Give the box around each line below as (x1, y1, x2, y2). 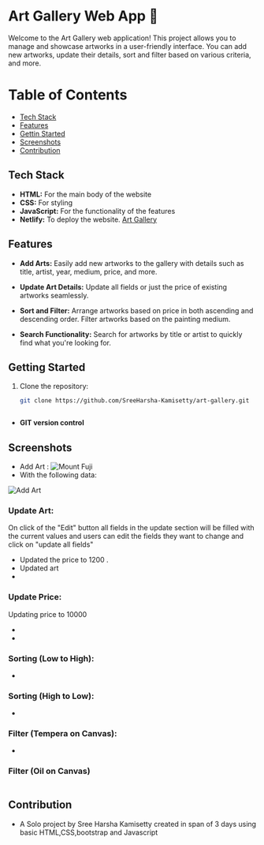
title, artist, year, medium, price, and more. (19, 267, 158, 276)
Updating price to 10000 (8, 609, 87, 619)
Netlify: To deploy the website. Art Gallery (19, 215, 158, 224)
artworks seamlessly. (19, 290, 89, 300)
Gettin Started (19, 129, 65, 138)
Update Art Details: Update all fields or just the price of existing (19, 282, 227, 291)
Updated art (19, 563, 59, 573)
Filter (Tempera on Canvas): (8, 728, 117, 739)
